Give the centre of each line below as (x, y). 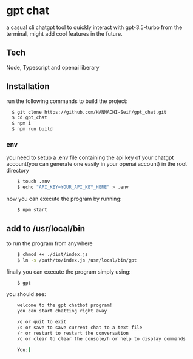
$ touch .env (34, 182)
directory (18, 171)
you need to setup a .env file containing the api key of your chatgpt (90, 157)
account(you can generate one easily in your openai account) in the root (96, 164)
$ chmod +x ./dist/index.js (52, 254)
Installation (28, 86)
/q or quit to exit (42, 322)
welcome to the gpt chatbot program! (65, 305)
